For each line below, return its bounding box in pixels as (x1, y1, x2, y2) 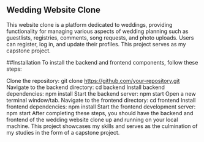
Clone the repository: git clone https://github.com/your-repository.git (6, 77, 180, 84)
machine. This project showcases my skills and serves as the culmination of (6, 122, 198, 130)
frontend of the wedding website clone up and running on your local (6, 116, 178, 123)
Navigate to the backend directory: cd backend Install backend (6, 83, 165, 91)
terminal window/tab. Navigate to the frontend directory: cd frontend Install (6, 96, 196, 104)
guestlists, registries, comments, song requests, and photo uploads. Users (6, 34, 194, 41)
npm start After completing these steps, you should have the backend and (6, 109, 194, 116)
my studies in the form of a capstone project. (6, 129, 120, 136)
